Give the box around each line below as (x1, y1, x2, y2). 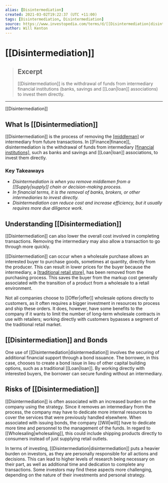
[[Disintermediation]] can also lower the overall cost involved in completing (5, 233, 159, 239)
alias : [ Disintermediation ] (5, 7, 64, 13)
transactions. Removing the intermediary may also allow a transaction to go (5, 238, 160, 244)
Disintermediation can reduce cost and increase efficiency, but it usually (12, 200, 162, 206)
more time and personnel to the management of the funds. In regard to (5, 425, 151, 431)
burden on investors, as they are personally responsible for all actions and (5, 450, 157, 456)
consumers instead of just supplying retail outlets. (5, 435, 108, 441)
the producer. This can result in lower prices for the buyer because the (5, 264, 151, 270)
